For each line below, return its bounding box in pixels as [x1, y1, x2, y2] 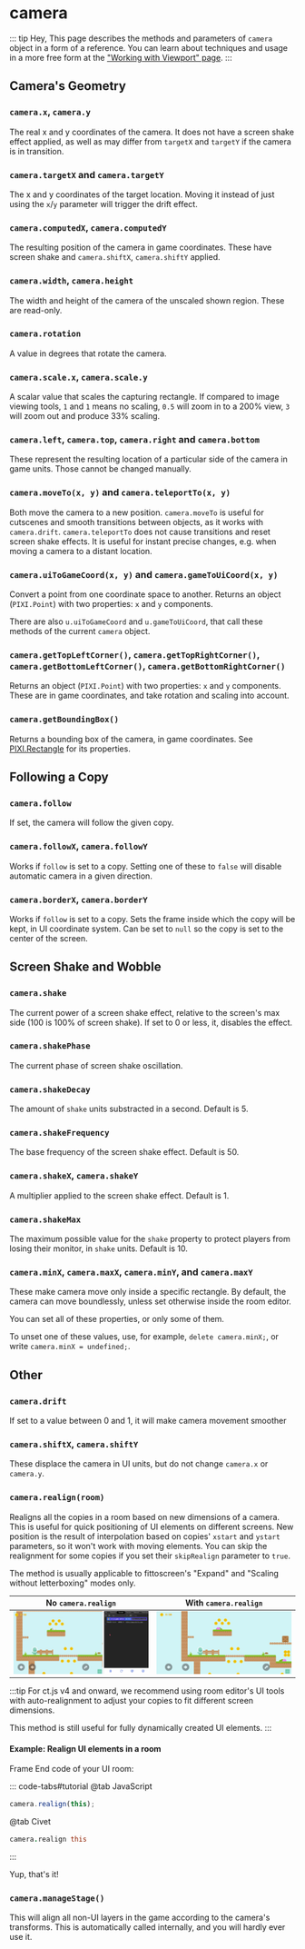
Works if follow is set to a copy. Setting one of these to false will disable [9, 860, 282, 871]
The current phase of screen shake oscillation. [9, 1059, 183, 1070]
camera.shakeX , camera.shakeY [9, 1169, 139, 1182]
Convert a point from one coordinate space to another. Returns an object [9, 589, 281, 600]
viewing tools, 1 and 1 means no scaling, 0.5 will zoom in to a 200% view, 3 [9, 401, 290, 412]
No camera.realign [45, 1597, 116, 1608]
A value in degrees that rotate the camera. [9, 348, 167, 359]
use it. [9, 1932, 33, 1943]
